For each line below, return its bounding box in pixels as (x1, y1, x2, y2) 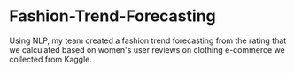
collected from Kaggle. (9, 54, 93, 64)
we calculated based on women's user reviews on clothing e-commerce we (9, 44, 285, 55)
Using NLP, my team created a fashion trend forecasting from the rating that (9, 35, 287, 46)
